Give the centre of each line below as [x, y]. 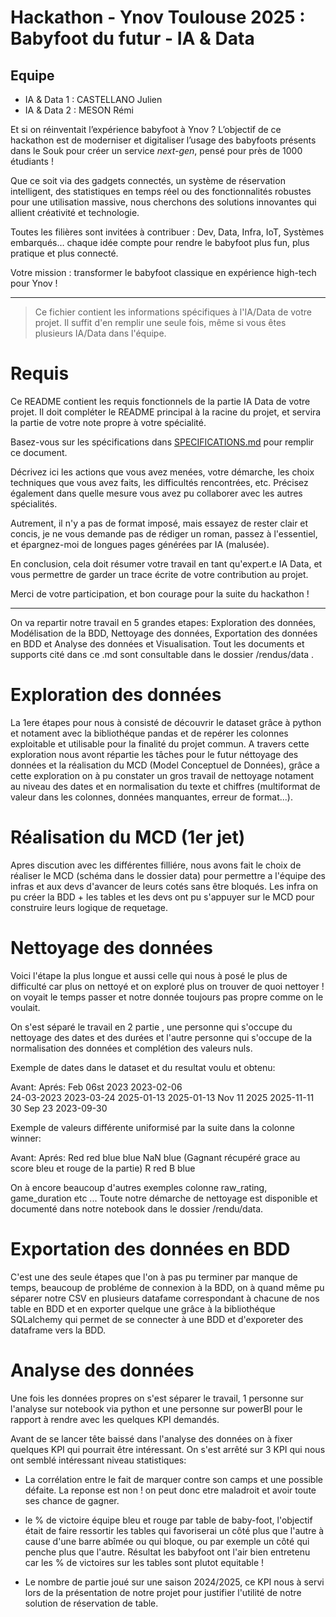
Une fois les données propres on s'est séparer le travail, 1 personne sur [157, 1398]
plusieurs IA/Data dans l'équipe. [100, 333]
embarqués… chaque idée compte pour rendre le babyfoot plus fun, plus [160, 242]
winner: [26, 1138]
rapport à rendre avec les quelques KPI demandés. [115, 1419]
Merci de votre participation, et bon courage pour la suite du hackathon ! [160, 593]
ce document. [39, 452]
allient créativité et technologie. [75, 212]
